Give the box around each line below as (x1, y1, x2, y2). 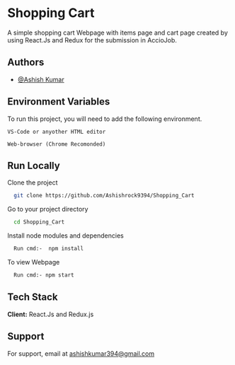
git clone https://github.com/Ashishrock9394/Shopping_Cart (13, 192, 195, 199)
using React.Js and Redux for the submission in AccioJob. (7, 35, 177, 44)
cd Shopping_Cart (13, 219, 65, 226)
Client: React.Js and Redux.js (7, 310, 94, 318)
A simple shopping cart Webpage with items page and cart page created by (7, 28, 229, 37)
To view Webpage (7, 258, 60, 266)
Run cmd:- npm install (13, 245, 84, 253)
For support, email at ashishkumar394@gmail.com (7, 349, 154, 358)
